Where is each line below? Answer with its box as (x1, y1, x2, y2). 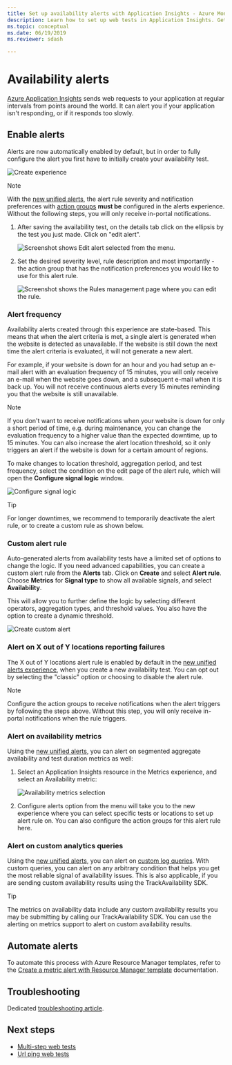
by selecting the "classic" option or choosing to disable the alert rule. (7, 672, 204, 681)
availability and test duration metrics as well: (7, 754, 133, 763)
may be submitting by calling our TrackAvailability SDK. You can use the (7, 912, 212, 921)
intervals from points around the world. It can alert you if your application (7, 101, 215, 110)
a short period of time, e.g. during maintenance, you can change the (7, 424, 202, 432)
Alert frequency (7, 309, 62, 319)
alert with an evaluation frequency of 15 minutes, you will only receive (20, 368, 219, 376)
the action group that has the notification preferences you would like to (17, 264, 220, 273)
